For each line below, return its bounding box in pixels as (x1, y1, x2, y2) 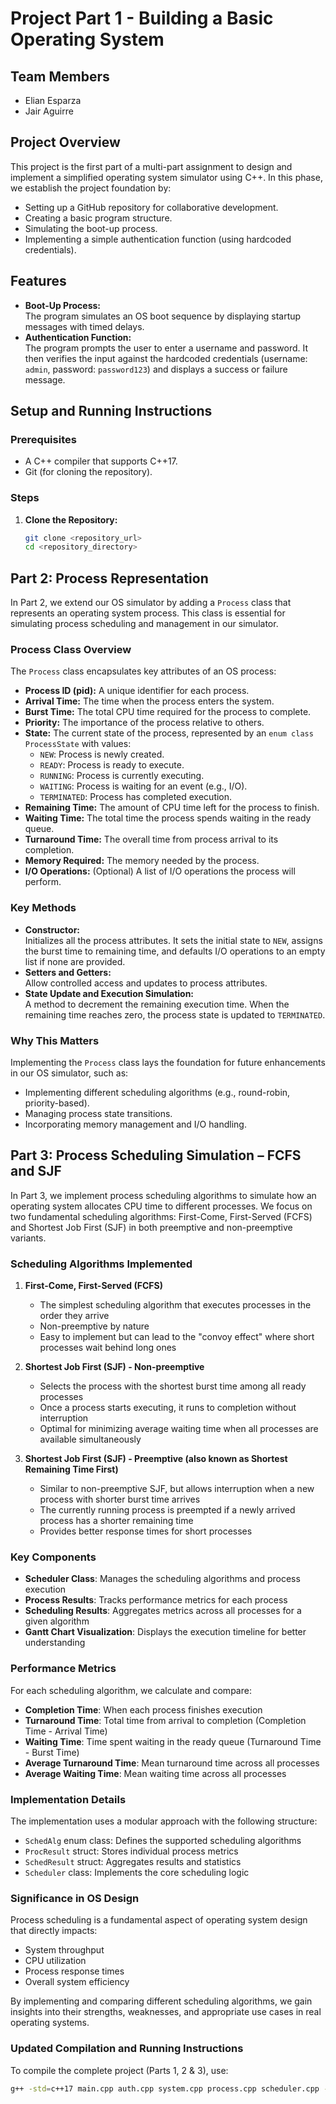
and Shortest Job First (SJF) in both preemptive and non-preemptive (10, 1221, 293, 1233)
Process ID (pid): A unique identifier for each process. (24, 685, 250, 697)
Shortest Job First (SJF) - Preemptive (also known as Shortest (24, 1453, 288, 1465)
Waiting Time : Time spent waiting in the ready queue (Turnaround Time (24, 1735, 322, 1747)
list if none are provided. (24, 955, 126, 967)
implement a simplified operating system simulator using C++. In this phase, (10, 171, 323, 183)
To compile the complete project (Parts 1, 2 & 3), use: (10, 2064, 229, 2076)
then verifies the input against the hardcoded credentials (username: (24, 352, 308, 364)
